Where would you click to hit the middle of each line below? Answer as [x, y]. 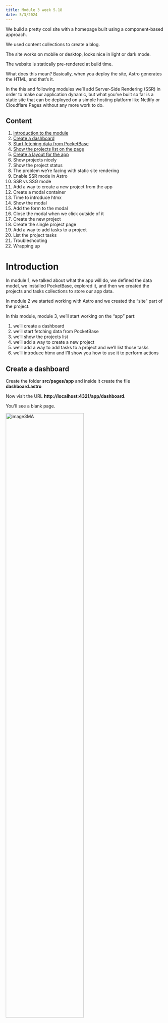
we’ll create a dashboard [39, 326]
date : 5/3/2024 [22, 15]
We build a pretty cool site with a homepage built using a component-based [85, 29]
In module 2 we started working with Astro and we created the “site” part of [84, 301]
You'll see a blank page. [31, 406]
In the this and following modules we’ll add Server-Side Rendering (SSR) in [83, 89]
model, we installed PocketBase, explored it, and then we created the [77, 286]
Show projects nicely [35, 160]
